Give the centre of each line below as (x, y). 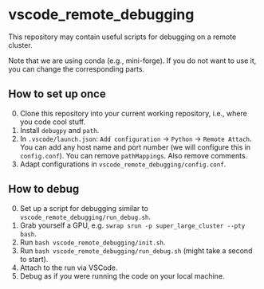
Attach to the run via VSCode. (69, 268)
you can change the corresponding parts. (77, 68)
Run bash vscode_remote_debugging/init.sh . (93, 242)
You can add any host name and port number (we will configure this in (135, 147)
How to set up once (57, 94)
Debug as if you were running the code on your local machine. (122, 275)
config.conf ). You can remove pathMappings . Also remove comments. (134, 155)
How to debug (44, 189)
